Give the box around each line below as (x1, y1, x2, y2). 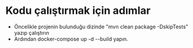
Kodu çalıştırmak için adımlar (5, 4, 151, 17)
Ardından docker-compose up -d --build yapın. (14, 35, 128, 42)
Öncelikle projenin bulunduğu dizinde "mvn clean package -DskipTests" (14, 23, 189, 30)
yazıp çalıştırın (14, 29, 49, 36)
